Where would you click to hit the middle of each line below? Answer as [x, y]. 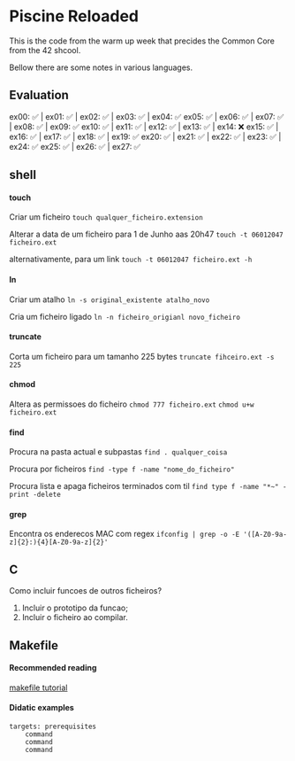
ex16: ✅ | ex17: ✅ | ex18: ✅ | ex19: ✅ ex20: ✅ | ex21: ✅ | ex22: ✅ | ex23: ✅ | [145, 136]
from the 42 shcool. [45, 50]
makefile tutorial [38, 687]
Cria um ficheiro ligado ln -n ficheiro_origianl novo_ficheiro [125, 316]
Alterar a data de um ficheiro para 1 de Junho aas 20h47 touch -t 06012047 [147, 234]
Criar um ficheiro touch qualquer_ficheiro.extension [106, 217]
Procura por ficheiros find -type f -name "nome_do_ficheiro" [122, 469]
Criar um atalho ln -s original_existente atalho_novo [110, 299]
